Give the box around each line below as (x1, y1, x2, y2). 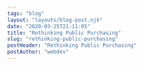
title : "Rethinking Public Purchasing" (7, 29, 122, 36)
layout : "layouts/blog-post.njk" (7, 16, 103, 23)
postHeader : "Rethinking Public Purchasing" (7, 42, 137, 49)
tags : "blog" (7, 10, 45, 17)
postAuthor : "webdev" (7, 49, 69, 56)
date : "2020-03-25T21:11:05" (7, 23, 91, 30)
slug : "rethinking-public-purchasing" (7, 36, 118, 43)
